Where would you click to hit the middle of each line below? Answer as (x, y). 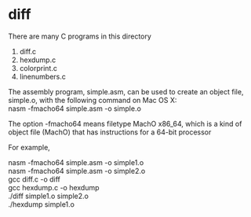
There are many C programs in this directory (80, 36)
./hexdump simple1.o (41, 204)
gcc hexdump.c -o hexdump (54, 187)
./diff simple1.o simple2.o (48, 196)
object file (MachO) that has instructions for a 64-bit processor (110, 132)
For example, (29, 147)
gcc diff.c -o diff (35, 179)
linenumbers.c (43, 76)
